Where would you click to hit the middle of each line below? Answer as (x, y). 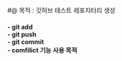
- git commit (26, 41)
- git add (20, 27)
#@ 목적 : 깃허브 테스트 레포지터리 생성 (61, 10)
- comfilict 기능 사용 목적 (43, 50)
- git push (22, 34)
